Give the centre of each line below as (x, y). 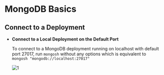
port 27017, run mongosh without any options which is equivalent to (79, 54)
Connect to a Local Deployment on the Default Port (65, 39)
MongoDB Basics (41, 9)
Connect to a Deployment (45, 27)
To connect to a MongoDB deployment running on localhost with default (85, 49)
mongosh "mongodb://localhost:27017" (51, 59)
